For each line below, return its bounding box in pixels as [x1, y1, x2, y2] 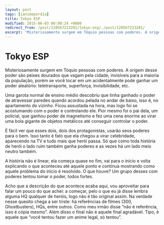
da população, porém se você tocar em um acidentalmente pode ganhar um [5, 77, 158, 83]
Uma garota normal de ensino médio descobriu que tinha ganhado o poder [5, 92, 156, 98]
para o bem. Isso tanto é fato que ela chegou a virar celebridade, [5, 133, 136, 138]
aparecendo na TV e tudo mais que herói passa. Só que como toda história [5, 138, 156, 144]
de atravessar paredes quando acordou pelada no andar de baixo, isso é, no [5, 97, 159, 103]
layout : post [5, 7, 32, 12]
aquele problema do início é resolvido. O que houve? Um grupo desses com [5, 168, 158, 174]
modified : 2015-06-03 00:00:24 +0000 [5, 21, 82, 26]
